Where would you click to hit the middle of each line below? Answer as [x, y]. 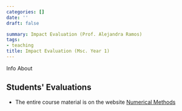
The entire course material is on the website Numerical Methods [95, 102]
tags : [13, 40]
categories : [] [25, 12]
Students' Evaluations [49, 88]
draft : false [23, 23]
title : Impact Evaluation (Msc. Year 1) [58, 51]
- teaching [20, 45]
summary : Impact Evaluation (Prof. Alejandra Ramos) [74, 34]
